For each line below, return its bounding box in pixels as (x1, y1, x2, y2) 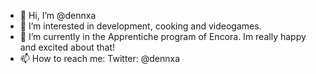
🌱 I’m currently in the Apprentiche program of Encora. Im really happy (19, 31, 307, 42)
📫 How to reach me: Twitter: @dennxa (19, 53, 181, 64)
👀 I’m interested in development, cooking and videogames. (19, 20, 262, 32)
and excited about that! (19, 41, 116, 53)
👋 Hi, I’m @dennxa (19, 10, 97, 21)
